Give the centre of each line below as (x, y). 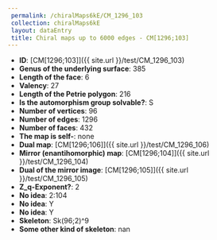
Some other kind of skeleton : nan (74, 229)
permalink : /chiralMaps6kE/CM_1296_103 (77, 15)
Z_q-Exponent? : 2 (49, 187)
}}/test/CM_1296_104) (54, 162)
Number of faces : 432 (56, 128)
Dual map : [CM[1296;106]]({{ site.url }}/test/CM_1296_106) (114, 145)
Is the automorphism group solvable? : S (86, 103)
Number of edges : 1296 (58, 119)
